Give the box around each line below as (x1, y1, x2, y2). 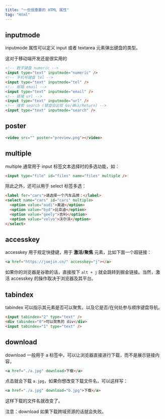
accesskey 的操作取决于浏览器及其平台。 (11, 276, 96, 282)
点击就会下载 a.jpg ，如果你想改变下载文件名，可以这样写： (5, 378, 128, 384)
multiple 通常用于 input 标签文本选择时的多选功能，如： (5, 163, 120, 169)
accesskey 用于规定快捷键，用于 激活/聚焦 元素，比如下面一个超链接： (5, 249, 152, 255)
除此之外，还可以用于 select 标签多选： (5, 183, 87, 189)
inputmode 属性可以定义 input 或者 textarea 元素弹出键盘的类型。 (5, 45, 141, 51)
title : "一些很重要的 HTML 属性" (5, 7, 69, 13)
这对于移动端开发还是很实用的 (5, 56, 67, 62)
